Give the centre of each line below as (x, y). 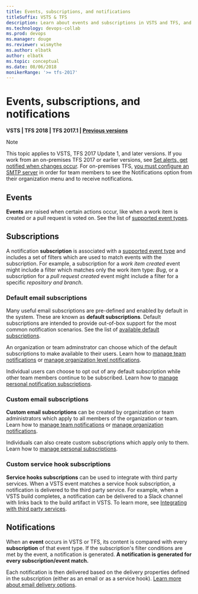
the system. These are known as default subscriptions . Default (84, 317)
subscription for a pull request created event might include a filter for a (92, 276)
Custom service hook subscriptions (59, 464)
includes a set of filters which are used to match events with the (84, 257)
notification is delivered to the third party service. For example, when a (92, 490)
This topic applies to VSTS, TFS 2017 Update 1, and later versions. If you (94, 154)
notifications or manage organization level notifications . (74, 360)
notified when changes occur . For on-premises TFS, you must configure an (98, 166)
